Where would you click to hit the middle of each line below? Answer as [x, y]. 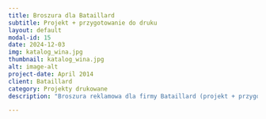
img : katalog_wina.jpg [46, 52]
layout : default [35, 30]
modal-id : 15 [30, 37]
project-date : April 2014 [51, 74]
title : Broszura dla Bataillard [61, 15]
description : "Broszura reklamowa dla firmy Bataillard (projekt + [122, 96]
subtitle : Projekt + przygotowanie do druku [83, 23]
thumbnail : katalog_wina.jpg [56, 60]
